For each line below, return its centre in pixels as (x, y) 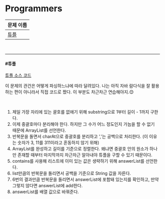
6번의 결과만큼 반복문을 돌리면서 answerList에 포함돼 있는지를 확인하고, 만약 (85, 179)
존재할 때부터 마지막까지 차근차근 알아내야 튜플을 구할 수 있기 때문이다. (85, 155)
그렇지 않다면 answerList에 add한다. (47, 186)
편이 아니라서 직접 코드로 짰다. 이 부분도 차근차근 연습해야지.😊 (74, 92)
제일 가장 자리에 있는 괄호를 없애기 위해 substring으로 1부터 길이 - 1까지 (81, 112)
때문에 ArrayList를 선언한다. (39, 130)
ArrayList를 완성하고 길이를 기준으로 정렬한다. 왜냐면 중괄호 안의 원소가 (80, 149)
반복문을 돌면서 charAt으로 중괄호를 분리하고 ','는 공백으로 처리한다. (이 (80, 137)
